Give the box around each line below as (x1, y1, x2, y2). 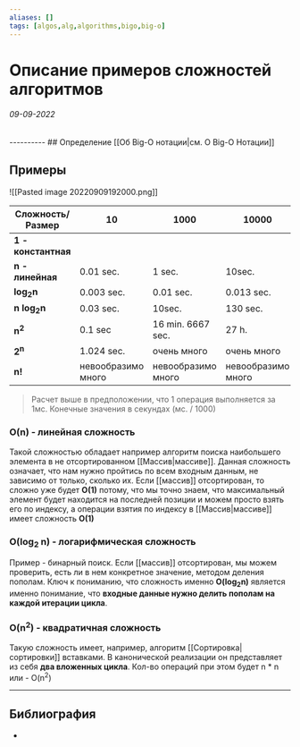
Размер (25, 218, 60, 231)
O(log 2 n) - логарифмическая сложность (9, 535, 196, 549)
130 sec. (225, 302, 263, 315)
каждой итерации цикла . (9, 598, 108, 608)
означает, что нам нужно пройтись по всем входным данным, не (9, 465, 259, 476)
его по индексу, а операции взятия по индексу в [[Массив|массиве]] (9, 503, 272, 514)
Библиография (9, 706, 96, 721)
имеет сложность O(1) (9, 513, 95, 523)
